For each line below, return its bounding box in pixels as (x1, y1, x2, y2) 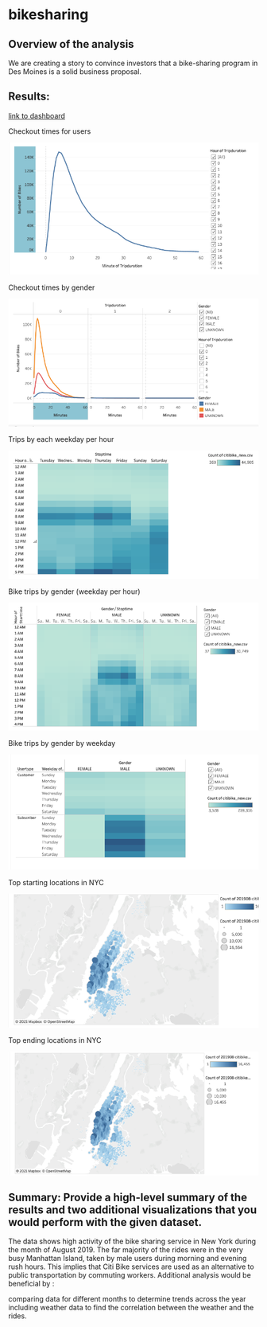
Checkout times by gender (8, 283, 95, 292)
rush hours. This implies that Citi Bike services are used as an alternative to (8, 1262, 254, 1271)
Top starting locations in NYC (8, 878, 105, 888)
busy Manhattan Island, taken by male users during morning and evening (8, 1254, 247, 1263)
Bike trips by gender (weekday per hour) (8, 587, 141, 596)
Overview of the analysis (8, 37, 134, 51)
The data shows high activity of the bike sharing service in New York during (8, 1236, 257, 1247)
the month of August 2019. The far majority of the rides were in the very (8, 1245, 244, 1255)
